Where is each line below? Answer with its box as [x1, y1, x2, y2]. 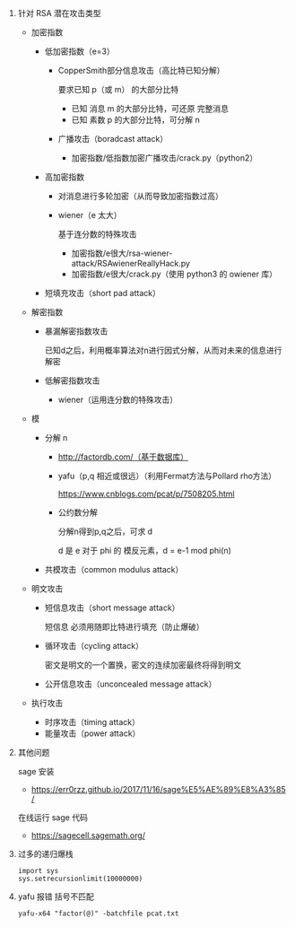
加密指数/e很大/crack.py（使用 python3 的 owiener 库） [71, 268, 278, 279]
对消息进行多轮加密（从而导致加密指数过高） [57, 191, 224, 201]
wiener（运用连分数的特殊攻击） [57, 394, 178, 405]
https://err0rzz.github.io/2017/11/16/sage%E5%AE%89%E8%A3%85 [30, 784, 287, 794]
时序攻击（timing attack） [44, 717, 141, 727]
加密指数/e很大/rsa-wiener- [71, 248, 173, 258]
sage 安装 [17, 766, 55, 776]
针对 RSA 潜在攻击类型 [17, 8, 101, 18]
